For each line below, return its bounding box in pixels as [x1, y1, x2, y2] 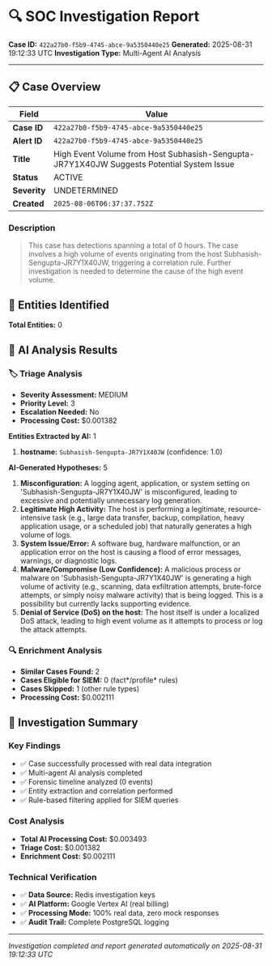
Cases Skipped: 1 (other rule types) [19, 683, 140, 693]
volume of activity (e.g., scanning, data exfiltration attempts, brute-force [19, 581, 261, 591]
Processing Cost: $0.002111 [19, 692, 115, 702]
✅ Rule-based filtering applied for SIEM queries [19, 795, 179, 805]
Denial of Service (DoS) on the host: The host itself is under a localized [19, 607, 260, 617]
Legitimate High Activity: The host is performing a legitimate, [19, 504, 227, 513]
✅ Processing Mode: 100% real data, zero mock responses [19, 909, 219, 918]
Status [12, 172, 39, 183]
